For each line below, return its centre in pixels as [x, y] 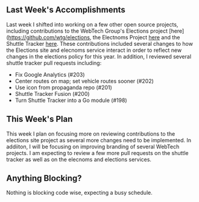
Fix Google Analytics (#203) [50, 74]
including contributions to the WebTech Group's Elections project [87, 31]
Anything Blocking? [44, 178]
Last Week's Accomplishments [66, 10]
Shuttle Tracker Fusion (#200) [52, 93]
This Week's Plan [39, 119]
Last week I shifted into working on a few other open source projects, [92, 24]
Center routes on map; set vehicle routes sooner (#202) [84, 81]
